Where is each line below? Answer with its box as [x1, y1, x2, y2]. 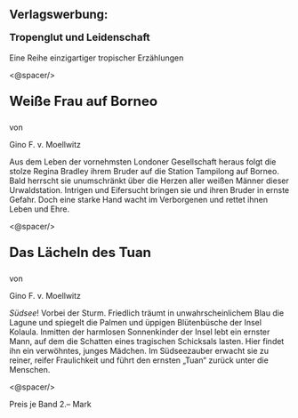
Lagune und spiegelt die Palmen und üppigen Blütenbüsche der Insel [9, 318, 262, 328]
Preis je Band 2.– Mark [9, 399, 92, 410]
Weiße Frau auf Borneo [9, 92, 158, 110]
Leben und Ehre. [9, 204, 70, 214]
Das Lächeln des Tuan [9, 244, 151, 261]
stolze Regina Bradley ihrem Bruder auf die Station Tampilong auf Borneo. [9, 166, 280, 177]
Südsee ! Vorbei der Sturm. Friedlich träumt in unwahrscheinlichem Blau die [9, 308, 285, 318]
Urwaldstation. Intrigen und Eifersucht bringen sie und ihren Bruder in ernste [9, 185, 290, 196]
